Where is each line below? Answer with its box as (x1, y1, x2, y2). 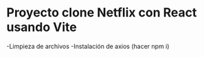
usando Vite (6, 19, 77, 35)
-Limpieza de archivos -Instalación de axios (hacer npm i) (6, 42, 170, 50)
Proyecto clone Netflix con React (6, 5, 197, 21)
